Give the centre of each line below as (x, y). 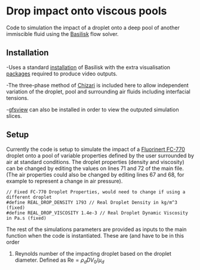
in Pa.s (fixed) (26, 218)
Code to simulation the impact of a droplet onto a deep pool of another (93, 28)
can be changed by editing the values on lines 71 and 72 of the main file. (95, 168)
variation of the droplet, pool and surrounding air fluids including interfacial (99, 92)
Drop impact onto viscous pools (87, 11)
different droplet (29, 197)
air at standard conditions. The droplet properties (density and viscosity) (96, 162)
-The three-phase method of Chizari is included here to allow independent (98, 85)
